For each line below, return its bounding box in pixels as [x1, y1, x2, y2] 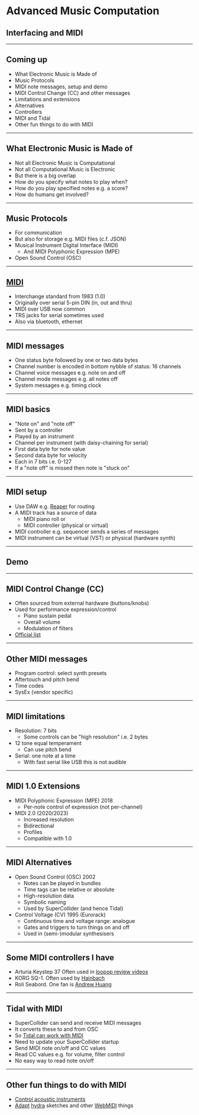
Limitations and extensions [14, 95, 81, 103]
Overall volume [23, 618, 60, 626]
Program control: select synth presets [14, 670, 107, 677]
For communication [14, 229, 62, 237]
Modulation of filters [23, 625, 73, 632]
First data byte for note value [14, 445, 86, 452]
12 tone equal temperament [14, 739, 82, 746]
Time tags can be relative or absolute [23, 886, 114, 893]
